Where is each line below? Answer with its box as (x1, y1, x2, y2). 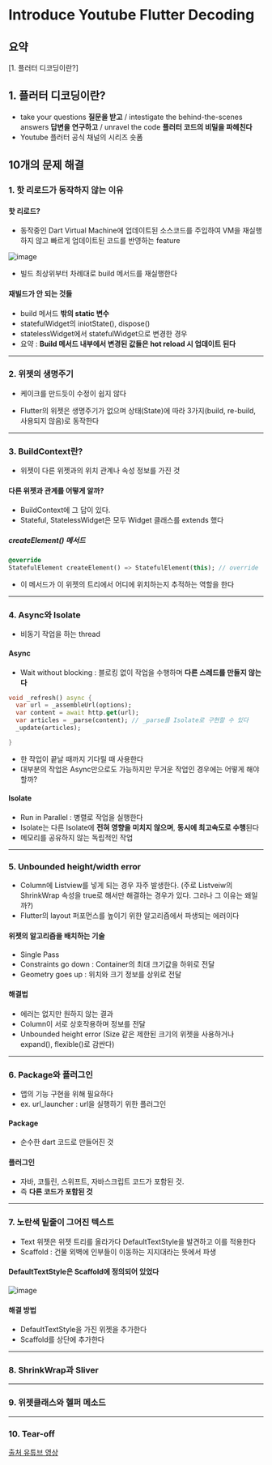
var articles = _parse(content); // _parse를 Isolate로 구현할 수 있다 (15, 716, 249, 724)
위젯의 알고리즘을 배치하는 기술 (8, 930, 105, 941)
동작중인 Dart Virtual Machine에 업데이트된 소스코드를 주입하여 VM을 (19, 225, 241, 236)
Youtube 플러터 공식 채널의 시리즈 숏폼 (19, 132, 143, 142)
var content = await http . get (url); (15, 709, 139, 717)
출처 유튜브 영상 (8, 1448, 59, 1457)
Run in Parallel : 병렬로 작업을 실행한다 (19, 813, 143, 822)
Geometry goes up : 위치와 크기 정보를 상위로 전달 (19, 969, 182, 979)
